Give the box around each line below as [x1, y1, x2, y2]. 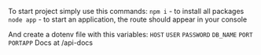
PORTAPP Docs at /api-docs [8, 38, 93, 47]
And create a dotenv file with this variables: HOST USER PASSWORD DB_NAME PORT [8, 30, 253, 39]
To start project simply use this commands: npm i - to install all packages [8, 7, 244, 15]
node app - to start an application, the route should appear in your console [8, 15, 248, 24]
